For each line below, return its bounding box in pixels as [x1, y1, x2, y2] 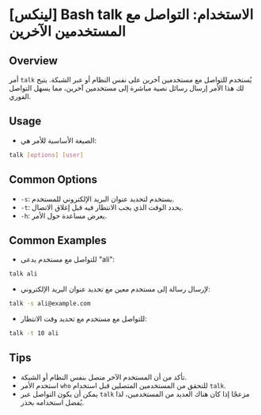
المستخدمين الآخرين [9, 22, 126, 40]
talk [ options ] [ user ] [9, 150, 84, 159]
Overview [9, 54, 59, 67]
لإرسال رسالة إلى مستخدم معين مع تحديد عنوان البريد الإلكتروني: [20, 284, 210, 294]
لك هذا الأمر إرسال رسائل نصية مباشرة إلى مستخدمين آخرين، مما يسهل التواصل [9, 83, 244, 93]
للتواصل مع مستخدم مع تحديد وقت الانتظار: [20, 314, 147, 324]
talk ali [9, 270, 38, 278]
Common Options [9, 173, 98, 187]
